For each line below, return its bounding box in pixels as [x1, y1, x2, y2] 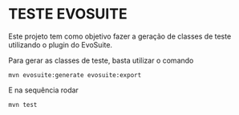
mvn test [8, 101, 38, 109]
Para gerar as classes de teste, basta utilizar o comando [8, 55, 194, 65]
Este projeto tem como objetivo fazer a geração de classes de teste [8, 31, 232, 41]
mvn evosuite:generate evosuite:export [8, 71, 142, 79]
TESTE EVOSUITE [8, 5, 128, 23]
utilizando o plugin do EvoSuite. [8, 39, 113, 49]
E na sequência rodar [8, 85, 79, 95]
